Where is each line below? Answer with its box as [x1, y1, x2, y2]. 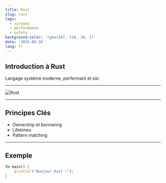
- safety [9, 30, 28, 35]
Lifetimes [12, 127, 31, 133]
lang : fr [5, 44, 23, 49]
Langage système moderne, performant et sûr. [5, 75, 100, 82]
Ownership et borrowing [12, 122, 62, 128]
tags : [5, 16, 16, 21]
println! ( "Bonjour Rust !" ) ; [14, 169, 74, 174]
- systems [9, 21, 30, 26]
